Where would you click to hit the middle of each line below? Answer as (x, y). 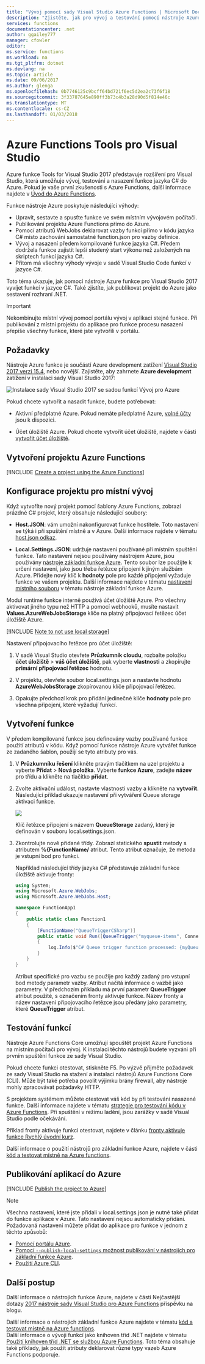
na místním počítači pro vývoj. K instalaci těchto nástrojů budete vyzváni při (101, 1049)
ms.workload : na (27, 57)
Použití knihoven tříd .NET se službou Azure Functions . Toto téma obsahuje (101, 1341)
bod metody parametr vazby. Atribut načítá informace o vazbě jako (99, 983)
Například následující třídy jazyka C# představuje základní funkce (97, 868)
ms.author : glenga (30, 86)
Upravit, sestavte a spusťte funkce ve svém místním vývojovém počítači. (106, 218)
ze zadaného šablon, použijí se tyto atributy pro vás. (72, 752)
